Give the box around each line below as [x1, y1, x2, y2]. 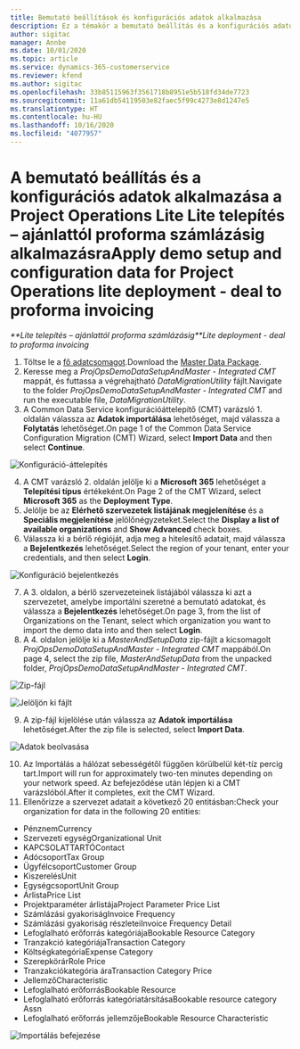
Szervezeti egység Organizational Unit [22, 832, 162, 843]
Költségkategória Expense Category [22, 946, 154, 957]
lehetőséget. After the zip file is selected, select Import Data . [22, 723, 246, 734]
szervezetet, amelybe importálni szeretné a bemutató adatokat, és [22, 596, 266, 607]
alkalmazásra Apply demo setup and [10, 244, 282, 264]
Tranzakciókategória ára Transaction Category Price [22, 965, 213, 976]
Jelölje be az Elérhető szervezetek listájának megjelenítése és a [22, 505, 264, 516]
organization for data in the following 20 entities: [22, 805, 201, 816]
